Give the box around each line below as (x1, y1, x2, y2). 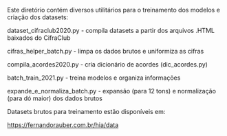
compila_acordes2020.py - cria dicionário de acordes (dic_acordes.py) (7, 60, 208, 68)
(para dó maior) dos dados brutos (7, 94, 103, 102)
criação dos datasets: (7, 13, 69, 21)
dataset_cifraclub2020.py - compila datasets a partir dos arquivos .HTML (7, 27, 215, 34)
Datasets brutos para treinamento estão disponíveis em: (7, 108, 166, 115)
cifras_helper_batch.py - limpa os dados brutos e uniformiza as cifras (7, 47, 204, 55)
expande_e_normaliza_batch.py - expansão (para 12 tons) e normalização (7, 87, 217, 95)
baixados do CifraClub (7, 34, 71, 42)
